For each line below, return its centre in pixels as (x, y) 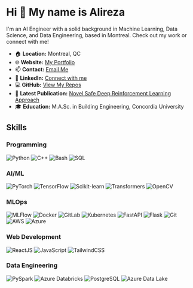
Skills (16, 127)
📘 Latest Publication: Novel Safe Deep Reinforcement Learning (93, 93)
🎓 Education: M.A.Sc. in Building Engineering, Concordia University (99, 106)
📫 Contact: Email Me (42, 69)
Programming (26, 145)
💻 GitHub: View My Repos (48, 85)
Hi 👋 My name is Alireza (66, 12)
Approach (27, 100)
